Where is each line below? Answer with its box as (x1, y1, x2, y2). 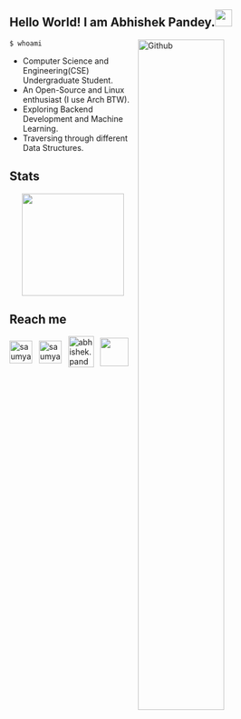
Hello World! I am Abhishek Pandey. (9, 15, 216, 30)
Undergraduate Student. (22, 75, 113, 85)
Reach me (9, 311, 67, 327)
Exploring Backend (22, 104, 93, 115)
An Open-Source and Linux (22, 84, 125, 95)
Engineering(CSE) (22, 65, 90, 75)
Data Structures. (22, 142, 84, 153)
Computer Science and (22, 55, 109, 66)
